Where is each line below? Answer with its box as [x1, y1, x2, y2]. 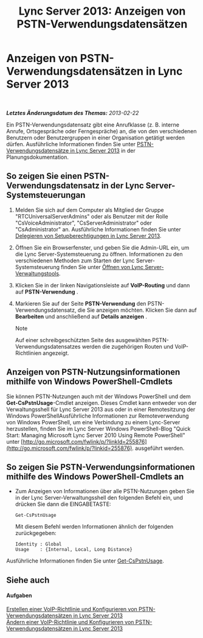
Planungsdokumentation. [6, 153, 69, 161]
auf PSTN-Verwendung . [15, 288, 78, 295]
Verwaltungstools [15, 270, 60, 277]
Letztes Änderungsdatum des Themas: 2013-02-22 [6, 109, 139, 116]
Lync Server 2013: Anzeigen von [18, 4, 186, 18]
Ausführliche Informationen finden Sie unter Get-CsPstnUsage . [6, 557, 164, 564]
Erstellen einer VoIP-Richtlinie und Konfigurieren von [6, 605, 138, 612]
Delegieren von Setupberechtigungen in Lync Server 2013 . [15, 232, 162, 239]
